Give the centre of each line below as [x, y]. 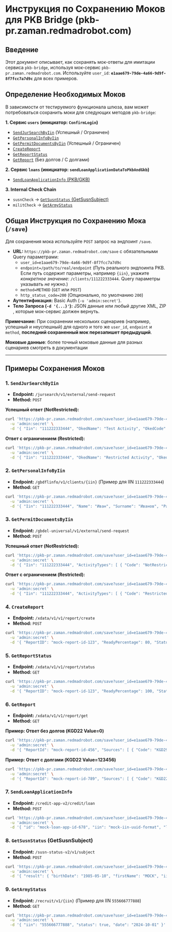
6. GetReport [20, 704]
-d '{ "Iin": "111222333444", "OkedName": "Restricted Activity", [82, 458]
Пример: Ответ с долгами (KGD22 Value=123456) [61, 759]
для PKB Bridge [39, 20]
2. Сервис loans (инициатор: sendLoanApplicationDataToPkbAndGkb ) [77, 169]
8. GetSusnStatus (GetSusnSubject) [49, 841]
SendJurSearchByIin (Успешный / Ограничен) [61, 132]
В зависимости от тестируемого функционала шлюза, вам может [77, 107]
